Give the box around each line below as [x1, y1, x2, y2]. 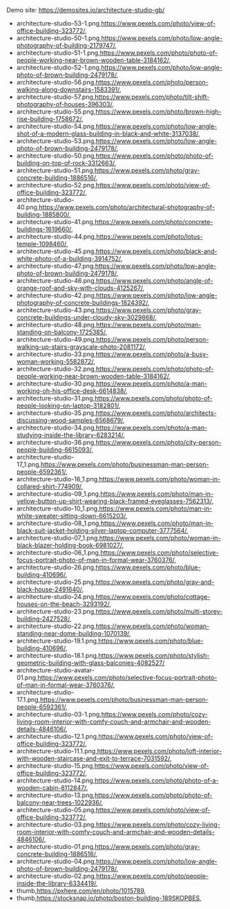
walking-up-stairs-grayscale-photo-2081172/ [16, 342, 145, 351]
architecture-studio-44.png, [16, 232, 97, 241]
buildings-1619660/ [16, 225, 72, 233]
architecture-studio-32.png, [16, 365, 97, 373]
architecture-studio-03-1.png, [16, 710, 102, 718]
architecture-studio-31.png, [16, 394, 95, 402]
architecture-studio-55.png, [16, 107, 96, 116]
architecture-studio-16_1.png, [16, 475, 99, 483]
